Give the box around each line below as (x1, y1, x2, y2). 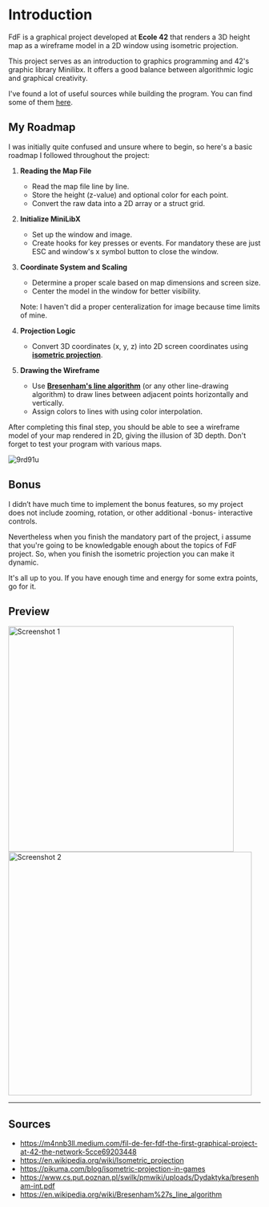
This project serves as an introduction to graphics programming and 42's (8, 56, 250, 66)
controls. (8, 516, 38, 526)
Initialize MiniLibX (19, 214, 82, 224)
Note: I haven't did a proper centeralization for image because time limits (19, 302, 260, 311)
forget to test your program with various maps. (8, 439, 163, 448)
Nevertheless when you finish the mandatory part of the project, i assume (8, 532, 251, 541)
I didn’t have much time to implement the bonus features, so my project (8, 499, 243, 508)
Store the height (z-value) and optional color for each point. (31, 190, 229, 200)
